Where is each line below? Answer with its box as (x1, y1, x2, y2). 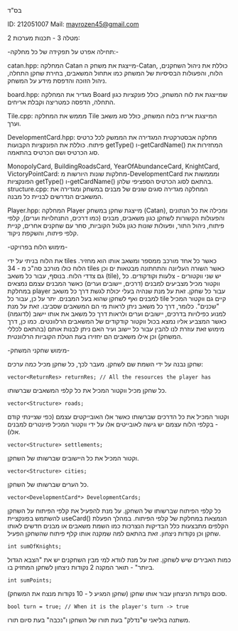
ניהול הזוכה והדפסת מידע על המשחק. (7, 76, 107, 85)
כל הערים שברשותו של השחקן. (7, 481, 89, 488)
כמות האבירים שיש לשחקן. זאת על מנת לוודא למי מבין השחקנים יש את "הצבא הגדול (7, 555, 232, 564)
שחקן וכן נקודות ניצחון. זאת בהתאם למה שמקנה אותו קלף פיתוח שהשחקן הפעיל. (7, 529, 222, 538)
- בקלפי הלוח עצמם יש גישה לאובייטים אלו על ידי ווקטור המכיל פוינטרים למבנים (7, 420, 219, 429)
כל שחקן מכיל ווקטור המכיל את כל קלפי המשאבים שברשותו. (7, 386, 167, 394)
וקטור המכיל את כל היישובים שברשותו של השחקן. (7, 454, 139, 462)
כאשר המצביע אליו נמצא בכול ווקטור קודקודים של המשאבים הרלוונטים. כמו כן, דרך (7, 317, 227, 325)
